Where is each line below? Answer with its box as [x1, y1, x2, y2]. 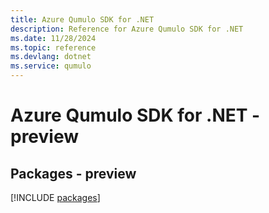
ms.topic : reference [10, 42, 97, 53]
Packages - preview [10, 165, 137, 182]
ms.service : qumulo [10, 61, 92, 71]
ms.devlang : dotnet [10, 52, 92, 62]
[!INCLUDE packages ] [10, 192, 101, 203]
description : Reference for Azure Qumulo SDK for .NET [10, 24, 244, 34]
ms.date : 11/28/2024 [10, 33, 97, 43]
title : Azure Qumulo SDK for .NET [10, 14, 155, 25]
